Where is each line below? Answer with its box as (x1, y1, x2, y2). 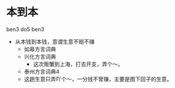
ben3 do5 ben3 (6, 25, 45, 33)
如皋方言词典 (24, 45, 56, 53)
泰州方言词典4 (24, 68, 60, 75)
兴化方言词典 (24, 53, 56, 60)
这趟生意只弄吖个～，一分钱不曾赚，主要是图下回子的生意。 (24, 75, 173, 83)
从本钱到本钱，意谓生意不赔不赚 (14, 38, 95, 45)
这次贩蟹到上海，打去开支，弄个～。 (33, 60, 124, 68)
